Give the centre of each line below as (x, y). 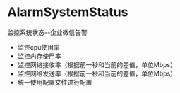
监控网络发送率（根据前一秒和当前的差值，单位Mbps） (97, 73)
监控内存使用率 (39, 56)
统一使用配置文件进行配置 (55, 82)
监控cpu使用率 (38, 47)
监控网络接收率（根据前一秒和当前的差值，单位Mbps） (97, 64)
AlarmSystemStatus (68, 12)
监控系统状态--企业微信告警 (47, 32)
